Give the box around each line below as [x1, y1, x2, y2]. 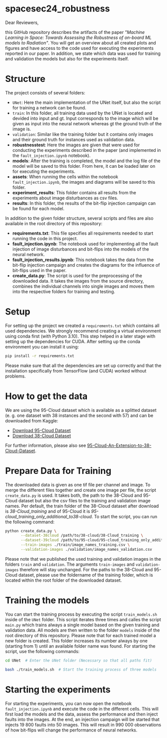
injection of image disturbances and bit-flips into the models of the [12, 246, 149, 252]
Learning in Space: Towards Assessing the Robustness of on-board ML [5, 34, 152, 40]
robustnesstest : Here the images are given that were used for [12, 142, 140, 148]
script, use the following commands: [5, 648, 80, 654]
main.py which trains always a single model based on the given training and [5, 622, 160, 628]
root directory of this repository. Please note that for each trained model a [5, 632, 157, 638]
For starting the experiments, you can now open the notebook [5, 700, 132, 707]
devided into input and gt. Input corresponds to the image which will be [12, 115, 159, 121]
